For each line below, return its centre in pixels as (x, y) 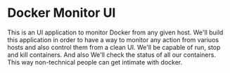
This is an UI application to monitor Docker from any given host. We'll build (115, 32)
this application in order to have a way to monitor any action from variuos (113, 39)
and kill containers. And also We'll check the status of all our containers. (112, 55)
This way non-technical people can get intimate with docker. (95, 62)
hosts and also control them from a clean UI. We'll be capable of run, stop (114, 47)
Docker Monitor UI (62, 13)
